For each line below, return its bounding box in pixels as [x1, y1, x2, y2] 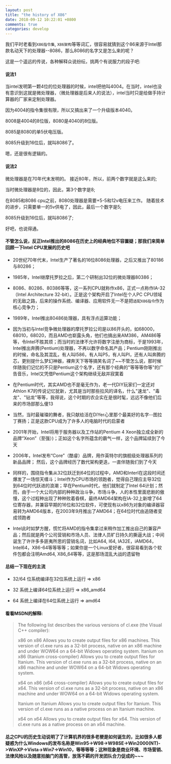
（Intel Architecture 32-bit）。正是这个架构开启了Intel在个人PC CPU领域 [12, 291, 162, 297]
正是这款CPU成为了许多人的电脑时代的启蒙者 [30, 418, 125, 424]
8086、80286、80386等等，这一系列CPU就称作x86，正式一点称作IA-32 [12, 285, 165, 291]
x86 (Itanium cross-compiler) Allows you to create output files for [17, 654, 155, 660]
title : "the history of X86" [5, 12, 67, 17]
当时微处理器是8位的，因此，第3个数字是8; [5, 186, 96, 192]
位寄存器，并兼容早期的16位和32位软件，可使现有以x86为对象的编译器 [12, 502, 160, 508]
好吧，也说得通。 [5, 226, 41, 232]
